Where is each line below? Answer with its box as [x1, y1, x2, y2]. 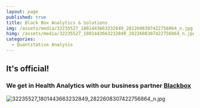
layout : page [6, 8, 39, 15]
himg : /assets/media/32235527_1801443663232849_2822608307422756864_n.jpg [6, 31, 196, 37]
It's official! [6, 63, 49, 74]
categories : [6, 36, 36, 42]
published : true [6, 14, 46, 20]
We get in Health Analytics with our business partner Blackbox [6, 81, 192, 90]
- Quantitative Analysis [11, 42, 73, 48]
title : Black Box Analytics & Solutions [6, 20, 108, 26]
